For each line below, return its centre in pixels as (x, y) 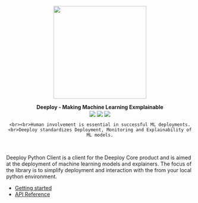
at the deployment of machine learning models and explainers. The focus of (99, 164)
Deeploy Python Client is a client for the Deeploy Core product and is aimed (99, 158)
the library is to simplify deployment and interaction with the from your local (99, 170)
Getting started (33, 188)
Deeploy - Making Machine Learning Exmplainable (100, 107)
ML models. (100, 135)
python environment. (32, 177)
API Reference (32, 194)
